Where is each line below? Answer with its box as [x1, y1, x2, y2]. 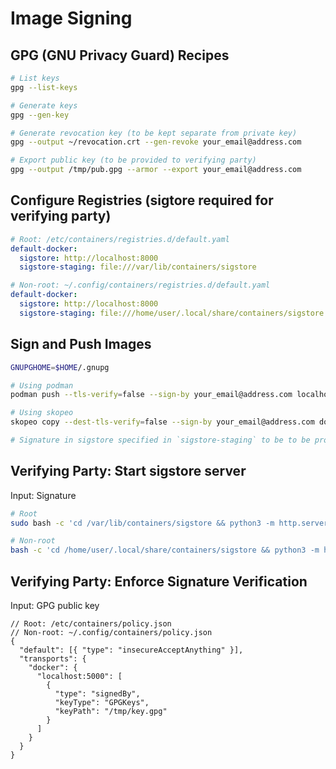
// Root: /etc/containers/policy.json [10, 619, 172, 629]
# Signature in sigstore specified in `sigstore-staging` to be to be [10, 435, 311, 445]
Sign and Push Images [10, 336, 152, 353]
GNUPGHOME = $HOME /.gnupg [10, 362, 110, 372]
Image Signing [10, 7, 133, 30]
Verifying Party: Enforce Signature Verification [10, 573, 308, 590]
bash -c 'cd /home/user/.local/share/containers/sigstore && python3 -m [10, 545, 320, 556]
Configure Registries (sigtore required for [10, 192, 274, 209]
